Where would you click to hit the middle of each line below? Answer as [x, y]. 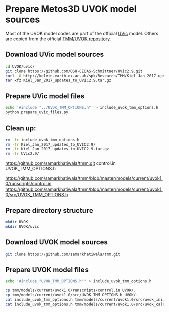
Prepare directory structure [49, 210]
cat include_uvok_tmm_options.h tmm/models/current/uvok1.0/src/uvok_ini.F [86, 300]
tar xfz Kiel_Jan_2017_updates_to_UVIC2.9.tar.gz [58, 80]
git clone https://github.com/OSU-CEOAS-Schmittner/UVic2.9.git [74, 71]
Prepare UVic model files [45, 96]
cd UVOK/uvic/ [20, 66]
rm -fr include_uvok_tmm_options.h [43, 140]
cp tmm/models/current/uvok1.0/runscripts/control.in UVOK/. [71, 290]
